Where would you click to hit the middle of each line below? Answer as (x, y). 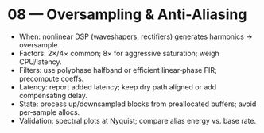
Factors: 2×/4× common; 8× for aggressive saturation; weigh (119, 53)
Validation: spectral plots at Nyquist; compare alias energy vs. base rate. (137, 120)
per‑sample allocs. (49, 112)
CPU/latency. (40, 62)
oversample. (39, 44)
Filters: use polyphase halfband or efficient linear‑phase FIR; (118, 70)
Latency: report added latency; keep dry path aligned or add (117, 87)
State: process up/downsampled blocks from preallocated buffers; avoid (138, 104)
